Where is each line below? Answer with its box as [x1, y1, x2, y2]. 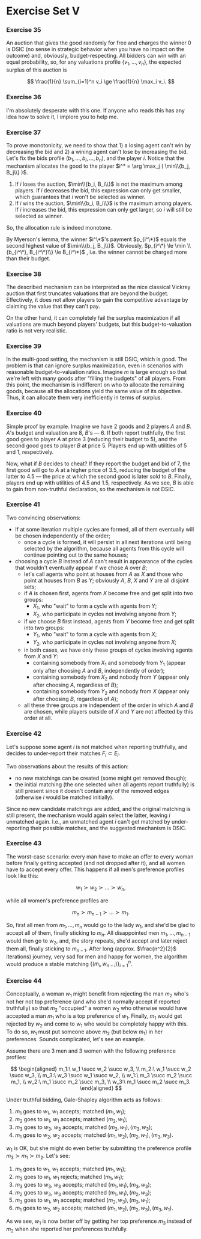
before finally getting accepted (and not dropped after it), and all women [6, 859, 185, 866]
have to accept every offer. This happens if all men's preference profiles [6, 866, 185, 873]
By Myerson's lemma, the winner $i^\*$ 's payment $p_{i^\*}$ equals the [6, 236, 187, 243]
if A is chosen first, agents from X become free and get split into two [23, 589, 193, 596]
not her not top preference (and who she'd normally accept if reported [6, 998, 180, 1005]
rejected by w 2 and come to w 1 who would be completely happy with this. [6, 1020, 188, 1029]
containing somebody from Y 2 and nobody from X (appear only [32, 687, 190, 696]
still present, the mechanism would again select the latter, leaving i [6, 812, 170, 819]
